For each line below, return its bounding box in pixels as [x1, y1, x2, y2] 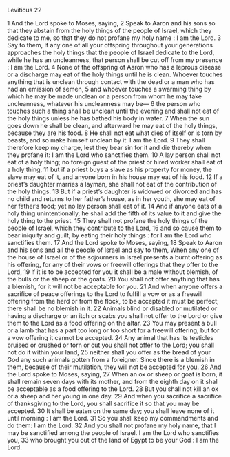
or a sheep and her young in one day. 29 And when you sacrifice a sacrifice [7, 392, 222, 400]
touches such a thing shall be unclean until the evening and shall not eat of [7, 107, 220, 115]
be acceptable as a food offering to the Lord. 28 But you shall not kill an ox [7, 385, 219, 393]
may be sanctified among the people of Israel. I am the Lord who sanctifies [7, 429, 220, 436]
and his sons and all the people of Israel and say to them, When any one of [7, 246, 219, 254]
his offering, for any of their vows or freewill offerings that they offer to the [7, 261, 218, 268]
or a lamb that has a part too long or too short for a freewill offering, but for [7, 326, 220, 334]
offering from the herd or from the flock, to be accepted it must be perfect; [7, 297, 219, 305]
